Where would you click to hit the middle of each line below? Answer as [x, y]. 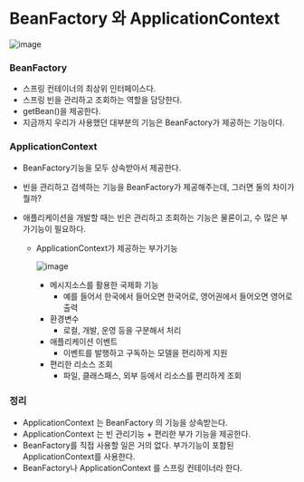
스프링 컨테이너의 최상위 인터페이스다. [89, 89]
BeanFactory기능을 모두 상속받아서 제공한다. [102, 168]
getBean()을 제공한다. [62, 111]
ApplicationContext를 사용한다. [79, 456]
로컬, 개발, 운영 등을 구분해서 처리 [122, 330]
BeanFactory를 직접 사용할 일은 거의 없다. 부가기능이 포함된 [128, 445]
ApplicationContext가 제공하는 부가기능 [107, 248]
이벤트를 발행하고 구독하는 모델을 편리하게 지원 [145, 352]
